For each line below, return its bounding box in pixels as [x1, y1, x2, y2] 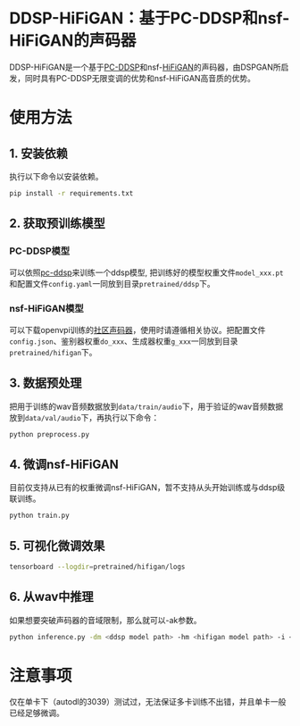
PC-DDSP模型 [9, 245, 71, 257]
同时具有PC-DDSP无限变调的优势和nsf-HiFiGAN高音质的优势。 [24, 72, 256, 83]
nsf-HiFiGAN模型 [9, 303, 85, 315]
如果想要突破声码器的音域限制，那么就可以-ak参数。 [9, 614, 202, 625]
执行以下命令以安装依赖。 [9, 171, 104, 181]
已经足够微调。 [9, 707, 64, 719]
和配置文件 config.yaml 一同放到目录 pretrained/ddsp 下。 [9, 278, 216, 288]
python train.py [9, 511, 70, 521]
